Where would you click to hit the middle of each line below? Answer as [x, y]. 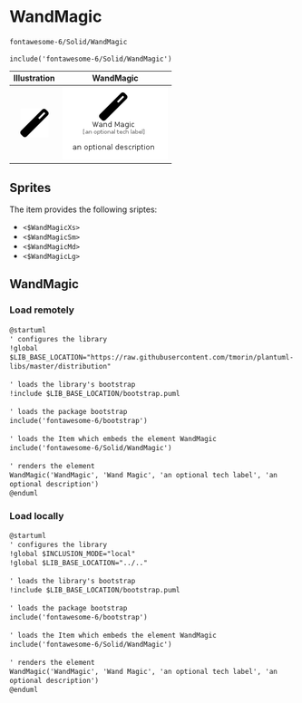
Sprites [30, 188]
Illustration [34, 78]
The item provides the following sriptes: [83, 209]
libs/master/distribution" [60, 366]
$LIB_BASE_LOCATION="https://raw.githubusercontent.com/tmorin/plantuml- [152, 357]
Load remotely [42, 310]
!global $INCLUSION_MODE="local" [73, 554]
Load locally [37, 515]
